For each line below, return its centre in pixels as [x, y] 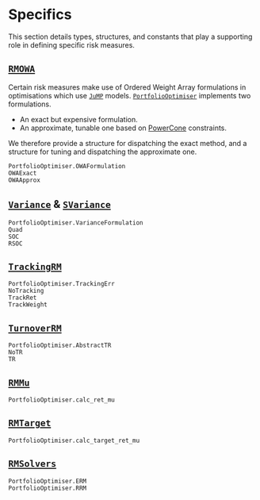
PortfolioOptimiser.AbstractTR [60, 346]
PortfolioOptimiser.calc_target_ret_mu [74, 440]
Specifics [40, 15]
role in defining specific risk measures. [71, 44]
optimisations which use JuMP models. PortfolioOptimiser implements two [130, 95]
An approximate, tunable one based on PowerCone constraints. [123, 128]
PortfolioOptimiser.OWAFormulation [67, 166]
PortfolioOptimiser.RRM [48, 488]
